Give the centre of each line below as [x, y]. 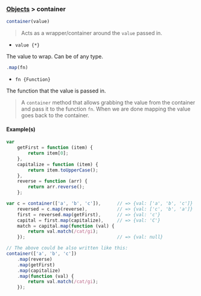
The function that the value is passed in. [56, 91]
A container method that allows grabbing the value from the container [108, 103]
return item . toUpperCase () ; [63, 170]
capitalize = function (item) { [58, 164]
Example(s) [21, 129]
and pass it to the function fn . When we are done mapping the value [106, 109]
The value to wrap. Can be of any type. [55, 57]
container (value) [28, 22]
